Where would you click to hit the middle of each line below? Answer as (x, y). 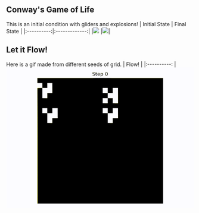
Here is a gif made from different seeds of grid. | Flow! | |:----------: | (91, 64)
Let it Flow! (27, 50)
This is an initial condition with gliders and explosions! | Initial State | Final (96, 24)
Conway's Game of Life (50, 10)
